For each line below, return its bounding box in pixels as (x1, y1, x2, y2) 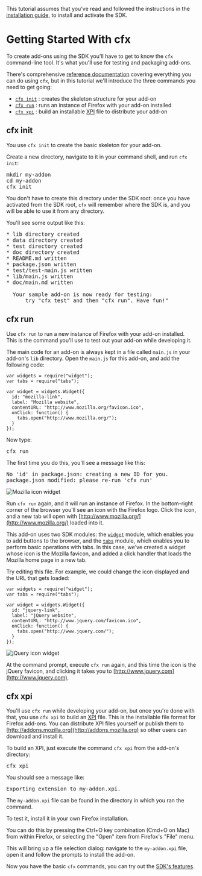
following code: (6, 361, 45, 368)
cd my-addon (6, 177, 42, 184)
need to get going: (6, 83, 52, 90)
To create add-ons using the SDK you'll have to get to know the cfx (6, 52, 174, 60)
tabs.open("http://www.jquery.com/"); (17, 628, 115, 634)
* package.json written (6, 260, 77, 268)
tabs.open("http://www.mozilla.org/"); (17, 415, 118, 421)
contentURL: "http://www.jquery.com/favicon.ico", (11, 617, 142, 623)
